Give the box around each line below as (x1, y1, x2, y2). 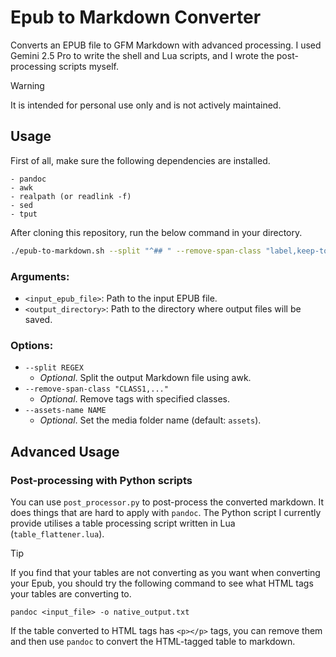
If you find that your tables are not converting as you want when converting (10, 566, 321, 578)
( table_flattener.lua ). (10, 527, 105, 540)
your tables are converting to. (10, 587, 132, 600)
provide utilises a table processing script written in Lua (10, 517, 236, 529)
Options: (10, 338, 54, 352)
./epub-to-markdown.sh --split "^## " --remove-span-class (10, 246, 262, 256)
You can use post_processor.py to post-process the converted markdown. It (10, 496, 325, 508)
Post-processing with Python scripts (10, 473, 193, 487)
